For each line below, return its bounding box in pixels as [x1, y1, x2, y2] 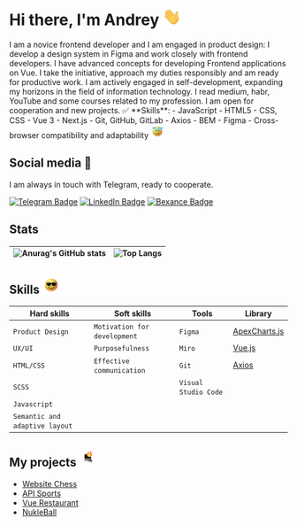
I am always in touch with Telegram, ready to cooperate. [9, 179, 214, 190]
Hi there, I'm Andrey [9, 10, 160, 30]
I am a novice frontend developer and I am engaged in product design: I [9, 39, 270, 50]
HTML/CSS [12, 361, 46, 370]
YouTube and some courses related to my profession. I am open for [9, 96, 255, 106]
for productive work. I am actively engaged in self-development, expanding [9, 76, 284, 87]
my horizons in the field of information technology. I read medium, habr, [9, 86, 270, 97]
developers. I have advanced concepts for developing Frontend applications [9, 58, 286, 68]
